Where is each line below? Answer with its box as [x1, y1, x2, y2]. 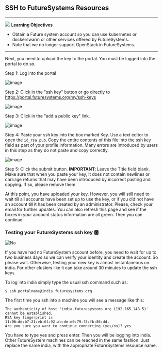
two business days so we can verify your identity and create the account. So [5, 254, 158, 260]
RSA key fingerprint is [5, 315, 53, 320]
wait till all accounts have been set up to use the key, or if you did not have [5, 196, 154, 202]
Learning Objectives [11, 22, 53, 28]
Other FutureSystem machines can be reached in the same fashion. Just [5, 337, 149, 343]
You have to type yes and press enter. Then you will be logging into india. [5, 332, 151, 338]
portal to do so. [5, 61, 35, 67]
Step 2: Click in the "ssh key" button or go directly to [5, 89, 110, 95]
